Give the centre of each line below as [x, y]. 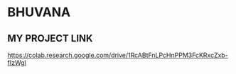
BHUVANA [39, 12]
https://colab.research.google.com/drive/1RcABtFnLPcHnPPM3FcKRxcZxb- [118, 55]
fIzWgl [17, 63]
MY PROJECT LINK [50, 38]
